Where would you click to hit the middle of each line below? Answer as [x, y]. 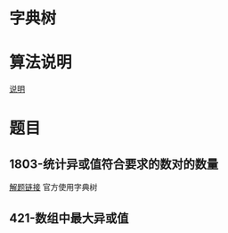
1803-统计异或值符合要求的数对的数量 [114, 164]
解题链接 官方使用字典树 [53, 187]
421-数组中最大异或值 [69, 218]
